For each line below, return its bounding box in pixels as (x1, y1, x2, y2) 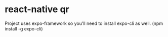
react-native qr (5, 4, 69, 15)
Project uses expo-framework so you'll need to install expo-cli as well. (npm (5, 20, 163, 26)
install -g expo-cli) (5, 25, 44, 31)
